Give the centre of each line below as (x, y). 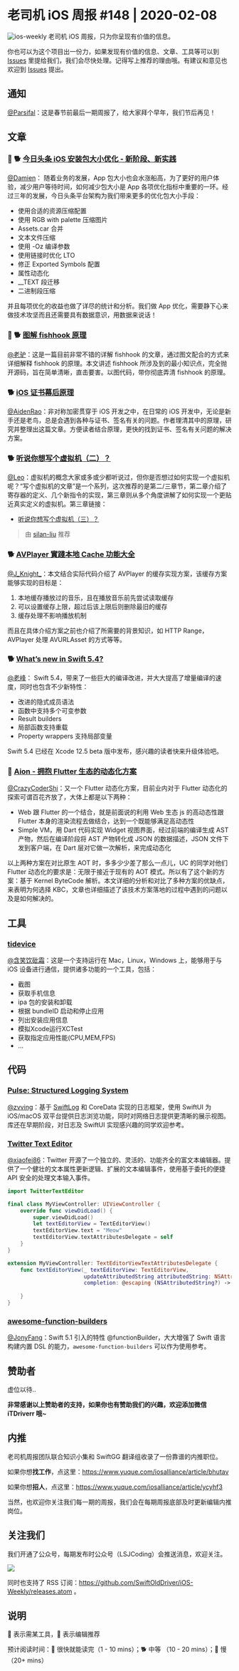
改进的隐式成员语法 (46, 702)
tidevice (22, 944)
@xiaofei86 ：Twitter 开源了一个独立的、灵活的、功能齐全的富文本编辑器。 (116, 1160)
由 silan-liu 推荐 (48, 534)
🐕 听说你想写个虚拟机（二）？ (59, 458)
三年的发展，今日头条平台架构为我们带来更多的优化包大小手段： (107, 196)
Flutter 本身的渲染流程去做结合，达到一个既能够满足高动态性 (106, 821)
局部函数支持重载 (43, 727)
